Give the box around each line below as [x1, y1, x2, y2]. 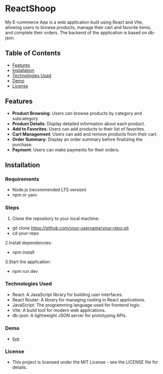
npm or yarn [12, 192, 37, 198]
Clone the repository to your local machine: [12, 215, 99, 221]
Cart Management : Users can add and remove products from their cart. [12, 131, 158, 137]
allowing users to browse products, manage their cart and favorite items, [5, 24, 152, 30]
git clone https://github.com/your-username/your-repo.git [12, 225, 129, 231]
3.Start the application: [5, 259, 51, 265]
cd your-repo [12, 230, 39, 236]
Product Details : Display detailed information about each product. [12, 121, 145, 127]
